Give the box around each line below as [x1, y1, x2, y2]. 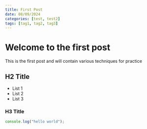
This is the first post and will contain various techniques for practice [5, 58, 142, 64]
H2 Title [5, 72, 30, 81]
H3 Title [5, 108, 24, 115]
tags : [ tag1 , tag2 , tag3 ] [5, 21, 58, 26]
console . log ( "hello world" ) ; [5, 119, 65, 124]
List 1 [12, 85, 23, 91]
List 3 [12, 96, 24, 102]
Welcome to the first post [5, 42, 110, 53]
